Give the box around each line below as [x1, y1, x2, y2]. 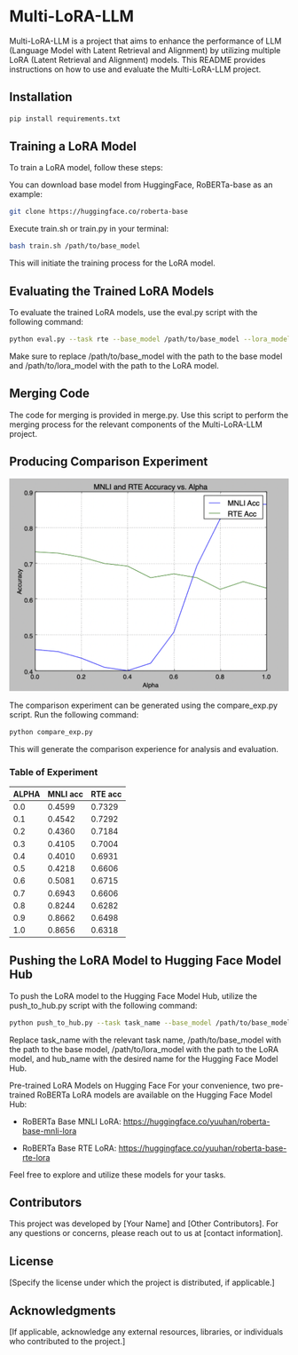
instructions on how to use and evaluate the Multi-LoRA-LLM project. [9, 64, 262, 75]
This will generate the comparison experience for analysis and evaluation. [9, 743, 279, 754]
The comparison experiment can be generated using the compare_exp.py [9, 700, 278, 710]
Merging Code [9, 386, 90, 401]
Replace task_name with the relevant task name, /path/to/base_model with [9, 1034, 282, 1045]
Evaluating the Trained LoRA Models [9, 283, 215, 298]
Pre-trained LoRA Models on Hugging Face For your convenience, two [9, 1080, 266, 1090]
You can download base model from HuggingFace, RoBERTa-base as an [9, 179, 273, 190]
